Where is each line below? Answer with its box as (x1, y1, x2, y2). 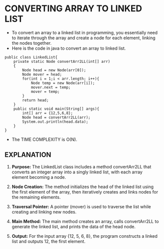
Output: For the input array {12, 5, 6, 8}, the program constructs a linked (11, 233, 158, 239)
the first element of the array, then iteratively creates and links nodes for (11, 189, 158, 194)
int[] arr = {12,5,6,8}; (22, 111, 73, 115)
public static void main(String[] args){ (13, 106, 99, 111)
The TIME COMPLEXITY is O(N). (11, 136, 78, 142)
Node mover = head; (22, 72, 62, 77)
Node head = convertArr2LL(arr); (22, 115, 91, 120)
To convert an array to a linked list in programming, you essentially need (11, 29, 158, 35)
